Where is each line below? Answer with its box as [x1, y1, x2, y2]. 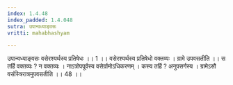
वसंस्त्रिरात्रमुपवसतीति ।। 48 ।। [7, 70, 82, 78]
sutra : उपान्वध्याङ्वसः [7, 23, 57, 30]
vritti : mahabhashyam [7, 29, 70, 37]
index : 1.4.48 [7, 10, 49, 17]
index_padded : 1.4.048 [7, 17, 73, 23]
